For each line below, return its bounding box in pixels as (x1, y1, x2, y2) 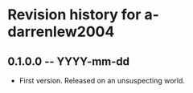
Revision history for (7, 6, 142, 24)
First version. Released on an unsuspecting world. (18, 76, 186, 85)
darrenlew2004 (7, 22, 115, 41)
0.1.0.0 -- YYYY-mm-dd (7, 55, 130, 68)
